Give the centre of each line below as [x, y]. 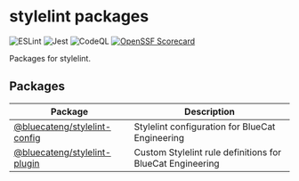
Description [210, 111]
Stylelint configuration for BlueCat [205, 127]
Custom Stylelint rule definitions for [208, 152]
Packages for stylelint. [50, 58]
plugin [27, 163]
